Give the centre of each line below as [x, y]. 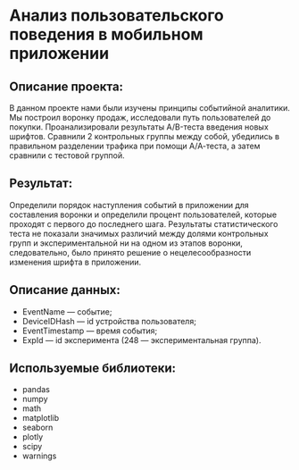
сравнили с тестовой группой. [67, 155]
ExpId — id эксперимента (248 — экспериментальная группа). [141, 340]
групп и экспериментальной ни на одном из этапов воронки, [126, 243]
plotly [33, 437]
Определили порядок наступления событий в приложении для [129, 205]
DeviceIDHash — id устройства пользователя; [109, 321]
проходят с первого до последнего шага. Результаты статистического [144, 223]
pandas [36, 390]
